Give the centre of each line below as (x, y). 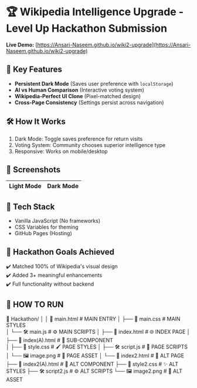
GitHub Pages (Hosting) (43, 233)
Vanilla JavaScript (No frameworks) (57, 221)
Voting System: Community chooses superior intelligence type (90, 145)
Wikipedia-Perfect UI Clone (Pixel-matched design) (78, 96)
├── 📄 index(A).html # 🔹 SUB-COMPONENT (60, 340)
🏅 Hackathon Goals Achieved (60, 252)
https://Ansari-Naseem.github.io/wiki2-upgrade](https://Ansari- (114, 45)
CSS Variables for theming (46, 227)
